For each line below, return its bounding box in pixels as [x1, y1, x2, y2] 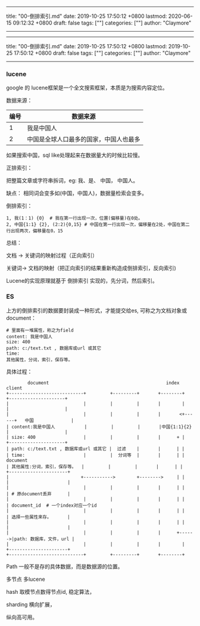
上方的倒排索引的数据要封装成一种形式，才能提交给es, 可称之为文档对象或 [6, 306, 187, 314]
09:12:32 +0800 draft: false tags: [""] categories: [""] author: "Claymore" [12, 19, 192, 26]
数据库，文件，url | [30, 536, 75, 542]
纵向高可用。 [6, 613, 37, 621]
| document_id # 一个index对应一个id [6, 502, 97, 509]
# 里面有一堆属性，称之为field [6, 327, 74, 333]
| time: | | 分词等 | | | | [6, 452, 185, 458]
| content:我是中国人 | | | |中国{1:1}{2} [6, 424, 192, 430]
